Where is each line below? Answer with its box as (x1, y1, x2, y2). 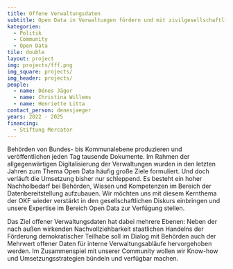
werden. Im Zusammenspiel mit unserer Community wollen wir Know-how (7, 247, 218, 255)
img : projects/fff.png (7, 62, 73, 69)
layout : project (7, 55, 54, 62)
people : (7, 81, 30, 88)
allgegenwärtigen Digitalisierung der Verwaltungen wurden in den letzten (7, 160, 216, 168)
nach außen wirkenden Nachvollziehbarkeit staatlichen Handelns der (7, 225, 204, 233)
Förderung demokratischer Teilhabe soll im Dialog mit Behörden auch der (7, 232, 216, 241)
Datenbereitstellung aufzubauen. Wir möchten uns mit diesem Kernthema (7, 189, 217, 198)
